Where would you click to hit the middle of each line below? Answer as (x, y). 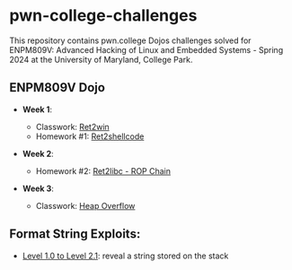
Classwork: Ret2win (72, 126)
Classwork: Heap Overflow (85, 205)
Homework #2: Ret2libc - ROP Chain (103, 170)
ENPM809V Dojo (58, 87)
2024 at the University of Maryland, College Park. (101, 59)
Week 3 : (38, 188)
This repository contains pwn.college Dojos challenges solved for (130, 40)
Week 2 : (38, 153)
